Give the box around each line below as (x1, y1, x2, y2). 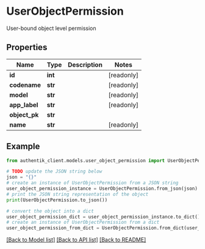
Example (6, 141, 40, 152)
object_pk (9, 110, 39, 119)
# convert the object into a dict (6, 208, 95, 214)
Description (68, 60, 103, 69)
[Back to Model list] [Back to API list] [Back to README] (6, 236, 146, 243)
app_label (9, 100, 38, 109)
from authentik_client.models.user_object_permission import (6, 157, 165, 163)
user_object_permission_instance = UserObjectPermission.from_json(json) (6, 185, 198, 192)
